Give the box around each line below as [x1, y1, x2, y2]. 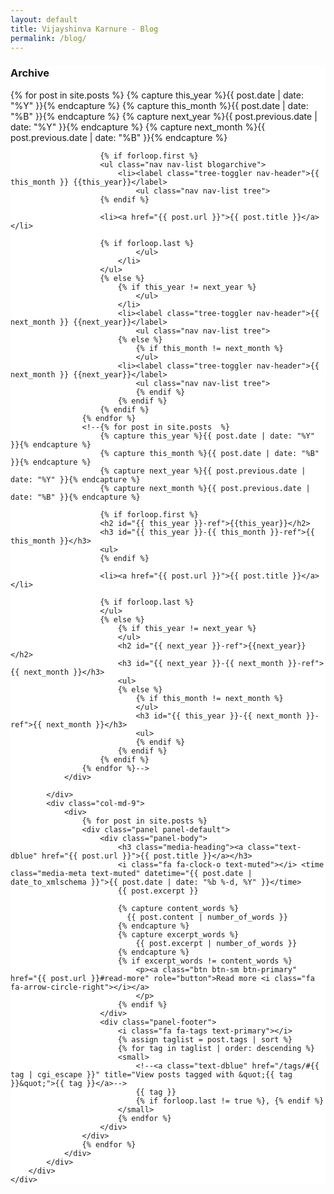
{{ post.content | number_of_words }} [126, 912, 288, 922]
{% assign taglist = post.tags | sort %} [117, 1034, 293, 1045]
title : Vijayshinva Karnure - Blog [10, 24, 159, 34]
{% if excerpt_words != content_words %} [117, 956, 293, 966]
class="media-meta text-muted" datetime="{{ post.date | [10, 868, 253, 878]
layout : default [10, 14, 78, 25]
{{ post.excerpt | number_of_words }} [135, 938, 298, 948]
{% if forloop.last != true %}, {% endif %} [135, 1096, 325, 1106]
